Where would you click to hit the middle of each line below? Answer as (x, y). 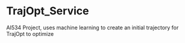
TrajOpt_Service (48, 11)
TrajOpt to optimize (30, 33)
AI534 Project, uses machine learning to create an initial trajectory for (92, 27)
